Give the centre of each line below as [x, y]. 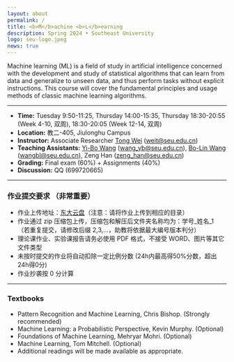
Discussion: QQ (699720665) [60, 170]
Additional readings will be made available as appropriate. [100, 351]
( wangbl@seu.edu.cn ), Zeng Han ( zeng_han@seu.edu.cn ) [101, 155]
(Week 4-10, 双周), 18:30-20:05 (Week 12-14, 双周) [89, 124]
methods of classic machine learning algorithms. [77, 96]
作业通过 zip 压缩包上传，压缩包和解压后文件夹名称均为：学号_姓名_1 [116, 221]
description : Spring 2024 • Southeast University [81, 33]
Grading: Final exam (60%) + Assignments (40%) [89, 163]
